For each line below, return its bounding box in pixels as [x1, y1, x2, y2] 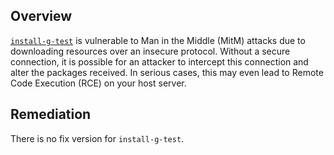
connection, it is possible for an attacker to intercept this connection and [10, 55, 309, 68]
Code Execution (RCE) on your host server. [10, 77, 187, 89]
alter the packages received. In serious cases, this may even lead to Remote [10, 66, 324, 78]
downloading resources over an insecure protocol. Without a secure [10, 45, 291, 57]
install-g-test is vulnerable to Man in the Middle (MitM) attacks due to [10, 34, 306, 46]
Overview [10, 8, 73, 25]
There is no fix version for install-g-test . [10, 132, 185, 144]
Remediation [10, 106, 92, 123]
